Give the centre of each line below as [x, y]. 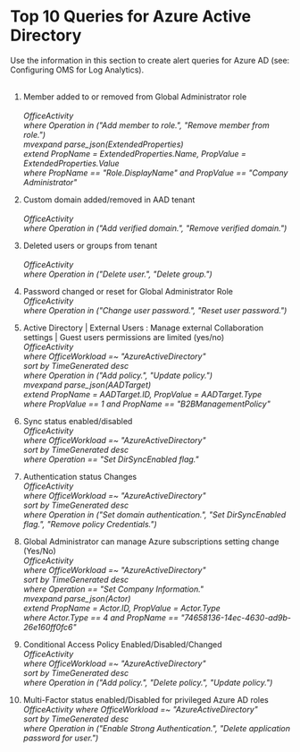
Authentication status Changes [80, 476]
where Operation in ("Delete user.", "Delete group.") [117, 274]
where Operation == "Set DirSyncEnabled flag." [111, 459]
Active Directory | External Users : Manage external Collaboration [143, 328]
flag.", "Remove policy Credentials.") [90, 524]
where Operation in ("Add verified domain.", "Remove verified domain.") [155, 228]
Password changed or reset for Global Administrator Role [128, 291]
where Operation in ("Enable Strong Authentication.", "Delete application [157, 728]
